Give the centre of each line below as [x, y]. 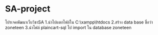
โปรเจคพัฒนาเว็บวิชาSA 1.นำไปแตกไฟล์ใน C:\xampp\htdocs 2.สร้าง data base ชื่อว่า [79, 22]
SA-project [28, 9]
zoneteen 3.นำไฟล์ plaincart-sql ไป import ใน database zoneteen [68, 27]
